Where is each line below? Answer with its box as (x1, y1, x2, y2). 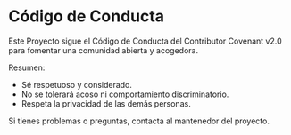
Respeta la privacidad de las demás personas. (21, 98, 191, 108)
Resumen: (8, 62, 46, 73)
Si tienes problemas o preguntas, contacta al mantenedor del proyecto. (8, 115, 270, 126)
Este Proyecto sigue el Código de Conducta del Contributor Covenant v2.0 (8, 36, 282, 46)
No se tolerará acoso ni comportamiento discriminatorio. (21, 89, 229, 99)
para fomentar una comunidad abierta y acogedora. (8, 44, 198, 55)
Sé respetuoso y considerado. (21, 79, 133, 90)
